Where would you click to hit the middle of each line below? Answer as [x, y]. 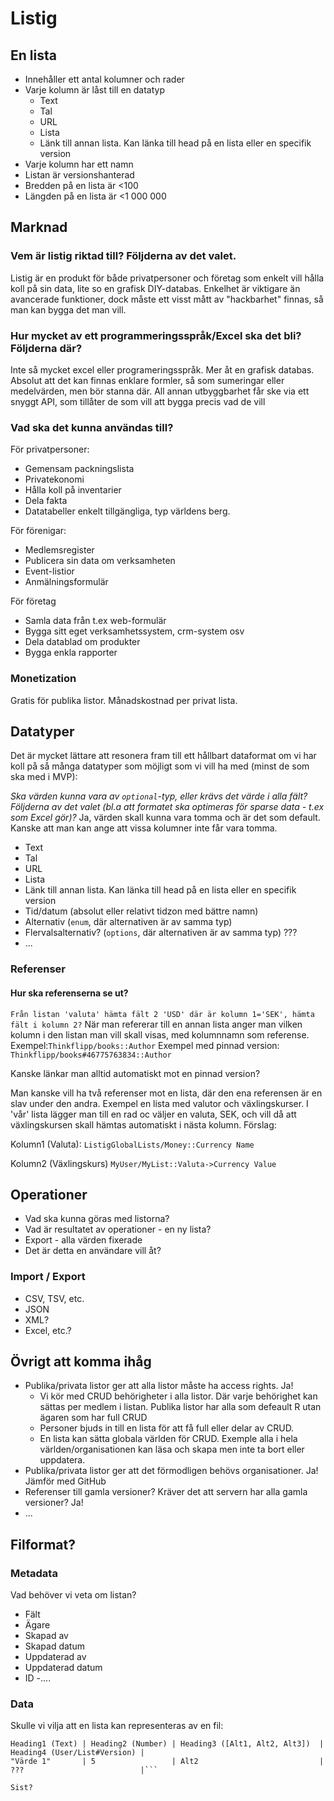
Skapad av [46, 1636]
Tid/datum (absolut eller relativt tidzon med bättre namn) [141, 911]
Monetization [43, 679]
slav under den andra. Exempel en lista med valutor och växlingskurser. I [159, 1103]
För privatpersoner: [50, 449]
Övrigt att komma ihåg [81, 1362]
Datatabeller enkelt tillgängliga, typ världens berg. [127, 511]
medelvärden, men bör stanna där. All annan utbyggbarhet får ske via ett [160, 391]
